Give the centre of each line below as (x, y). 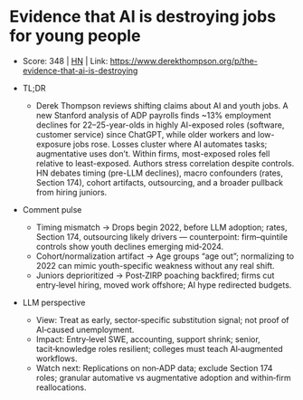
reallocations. (62, 387)
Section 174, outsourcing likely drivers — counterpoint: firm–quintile (161, 236)
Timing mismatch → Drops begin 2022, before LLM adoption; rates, (161, 227)
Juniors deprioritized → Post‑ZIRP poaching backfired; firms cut (155, 275)
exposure (53, 144)
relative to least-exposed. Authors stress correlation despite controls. (165, 163)
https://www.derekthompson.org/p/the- (184, 61)
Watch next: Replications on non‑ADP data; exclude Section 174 (154, 367)
